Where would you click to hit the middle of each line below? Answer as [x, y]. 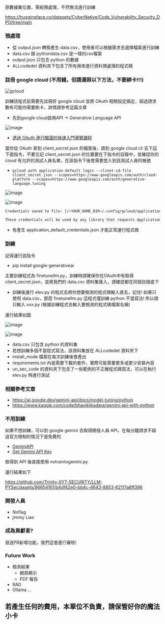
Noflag [19, 512]
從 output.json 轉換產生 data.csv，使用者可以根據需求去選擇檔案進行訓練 [86, 48]
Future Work [20, 555]
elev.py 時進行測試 [31, 375]
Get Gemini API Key [32, 452]
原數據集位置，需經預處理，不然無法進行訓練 [50, 7]
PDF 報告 [29, 579]
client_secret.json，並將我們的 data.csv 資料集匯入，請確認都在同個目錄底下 [82, 282]
